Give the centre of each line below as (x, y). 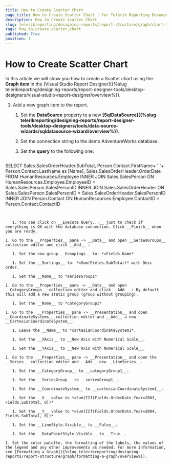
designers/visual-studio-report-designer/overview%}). (63, 95)
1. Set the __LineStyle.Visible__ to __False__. (65, 425)
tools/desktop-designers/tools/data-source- (69, 126)
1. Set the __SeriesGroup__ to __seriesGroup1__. (66, 380)
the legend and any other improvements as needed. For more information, (86, 447)
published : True (23, 34)
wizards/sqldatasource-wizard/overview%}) (69, 131)
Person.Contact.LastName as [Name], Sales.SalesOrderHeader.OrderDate (83, 171)
